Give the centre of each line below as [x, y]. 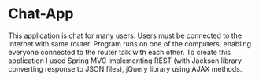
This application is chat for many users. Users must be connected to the [125, 35]
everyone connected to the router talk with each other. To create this [119, 52]
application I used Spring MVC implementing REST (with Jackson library [125, 61]
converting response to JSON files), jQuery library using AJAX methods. [125, 68]
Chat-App [41, 14]
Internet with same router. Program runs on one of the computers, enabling [130, 43]
